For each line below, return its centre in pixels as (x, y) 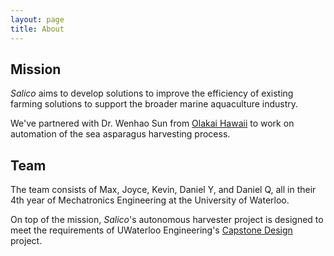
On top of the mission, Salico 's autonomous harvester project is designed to (167, 220)
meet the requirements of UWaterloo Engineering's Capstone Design (151, 230)
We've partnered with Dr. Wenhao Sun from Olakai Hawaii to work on (152, 123)
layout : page (37, 19)
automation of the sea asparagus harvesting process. (120, 134)
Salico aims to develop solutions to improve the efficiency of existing (152, 93)
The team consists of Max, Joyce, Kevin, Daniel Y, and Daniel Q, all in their (163, 190)
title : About (37, 29)
